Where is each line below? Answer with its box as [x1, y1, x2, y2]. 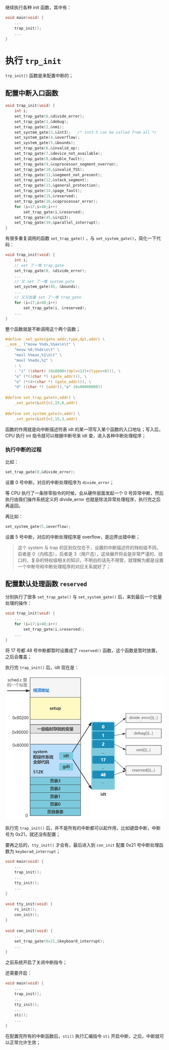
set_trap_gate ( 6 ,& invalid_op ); [14, 146, 80, 151]
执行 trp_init [5, 55, 62, 67]
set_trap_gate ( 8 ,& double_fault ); [14, 156, 85, 161]
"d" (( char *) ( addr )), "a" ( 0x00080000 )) [14, 384, 102, 390]
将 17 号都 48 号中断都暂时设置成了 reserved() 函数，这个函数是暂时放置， [5, 647, 160, 653]
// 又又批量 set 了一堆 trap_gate [14, 295, 82, 300]
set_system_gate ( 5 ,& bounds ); [14, 140, 76, 145]
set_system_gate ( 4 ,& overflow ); [14, 135, 80, 140]
